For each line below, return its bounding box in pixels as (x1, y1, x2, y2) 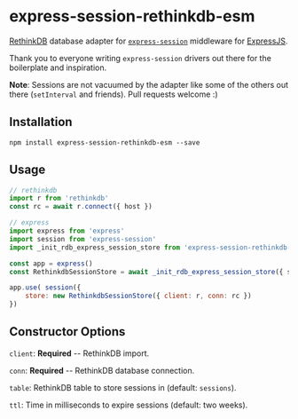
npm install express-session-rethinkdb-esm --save (9, 138, 200, 147)
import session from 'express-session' (9, 234, 157, 243)
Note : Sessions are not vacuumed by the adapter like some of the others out (9, 79, 289, 90)
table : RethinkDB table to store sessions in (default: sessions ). (9, 382, 237, 392)
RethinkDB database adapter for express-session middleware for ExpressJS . (9, 36, 288, 46)
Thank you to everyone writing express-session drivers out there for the (9, 52, 272, 63)
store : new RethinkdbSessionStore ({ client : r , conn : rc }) (25, 291, 252, 301)
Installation (9, 115, 73, 130)
